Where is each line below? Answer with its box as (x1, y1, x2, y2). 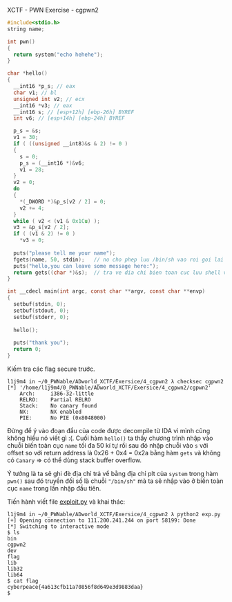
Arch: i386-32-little (19, 390, 95, 397)
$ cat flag (7, 577, 39, 584)
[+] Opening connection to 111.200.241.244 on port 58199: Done (7, 517, 196, 524)
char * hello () (7, 70, 48, 77)
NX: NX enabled (19, 408, 81, 415)
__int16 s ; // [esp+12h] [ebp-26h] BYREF (13, 109, 135, 116)
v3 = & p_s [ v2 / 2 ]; (13, 224, 70, 231)
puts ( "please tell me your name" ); (13, 249, 116, 257)
